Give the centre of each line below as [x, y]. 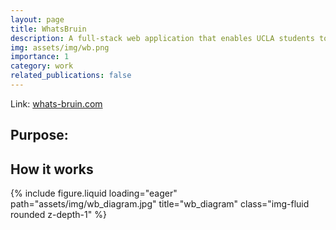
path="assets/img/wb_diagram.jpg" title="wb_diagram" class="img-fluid [160, 204]
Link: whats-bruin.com [56, 103]
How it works [52, 169]
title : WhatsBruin [48, 29]
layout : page [37, 19]
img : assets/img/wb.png [60, 47]
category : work [42, 66]
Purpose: [39, 135]
